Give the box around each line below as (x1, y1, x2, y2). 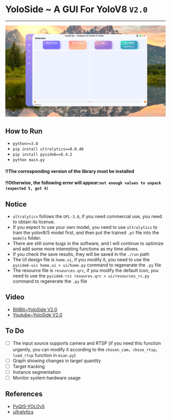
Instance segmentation (12, 369, 61, 375)
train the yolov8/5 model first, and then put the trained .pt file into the (12, 229, 159, 235)
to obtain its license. (12, 219, 55, 225)
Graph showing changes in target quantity (12, 357, 101, 364)
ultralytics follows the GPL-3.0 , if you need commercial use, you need (12, 213, 162, 219)
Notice (5, 200, 27, 208)
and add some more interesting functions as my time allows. (12, 246, 139, 252)
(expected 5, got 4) (5, 186, 49, 191)
